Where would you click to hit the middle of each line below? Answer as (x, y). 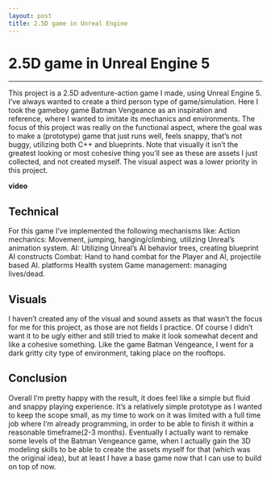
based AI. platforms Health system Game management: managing (118, 265)
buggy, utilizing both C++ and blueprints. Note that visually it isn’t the (123, 145)
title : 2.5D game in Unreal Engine (68, 23)
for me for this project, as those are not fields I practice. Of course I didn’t (131, 327)
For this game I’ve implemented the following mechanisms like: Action (124, 231)
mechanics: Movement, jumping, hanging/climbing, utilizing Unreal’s (122, 240)
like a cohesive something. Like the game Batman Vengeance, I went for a (131, 345)
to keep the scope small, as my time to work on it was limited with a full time (135, 415)
